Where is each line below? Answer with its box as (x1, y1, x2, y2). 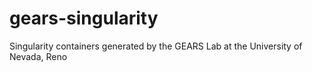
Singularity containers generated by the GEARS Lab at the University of (9, 40, 303, 52)
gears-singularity (9, 7, 159, 30)
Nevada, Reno (9, 50, 68, 62)
